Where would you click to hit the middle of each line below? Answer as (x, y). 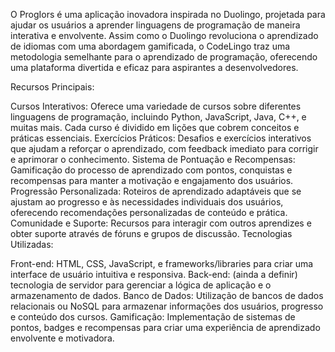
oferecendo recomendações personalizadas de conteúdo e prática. (149, 212)
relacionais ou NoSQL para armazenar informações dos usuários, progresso (167, 306)
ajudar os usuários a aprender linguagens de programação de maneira (155, 25)
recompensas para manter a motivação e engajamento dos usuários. (152, 180)
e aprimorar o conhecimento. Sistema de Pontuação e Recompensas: (153, 159)
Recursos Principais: (52, 87)
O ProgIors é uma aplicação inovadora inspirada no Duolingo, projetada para (168, 14)
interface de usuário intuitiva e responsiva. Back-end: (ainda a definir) (154, 274)
